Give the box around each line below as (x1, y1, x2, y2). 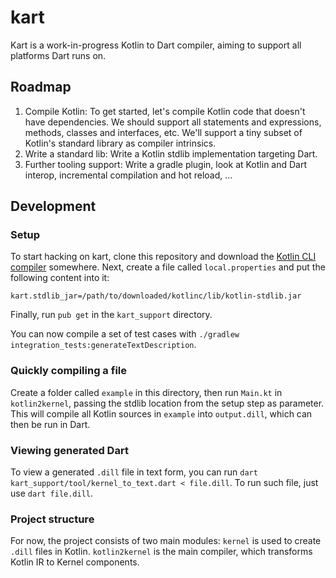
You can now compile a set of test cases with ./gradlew (10, 328, 240, 340)
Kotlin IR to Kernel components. (10, 556, 140, 568)
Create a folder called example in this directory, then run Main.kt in (10, 386, 283, 398)
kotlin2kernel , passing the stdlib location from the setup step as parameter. (10, 397, 325, 409)
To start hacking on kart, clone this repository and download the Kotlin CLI (10, 251, 317, 263)
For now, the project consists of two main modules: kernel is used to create (10, 535, 322, 547)
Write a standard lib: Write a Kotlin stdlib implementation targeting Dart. (24, 147, 318, 160)
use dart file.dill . (10, 487, 94, 500)
